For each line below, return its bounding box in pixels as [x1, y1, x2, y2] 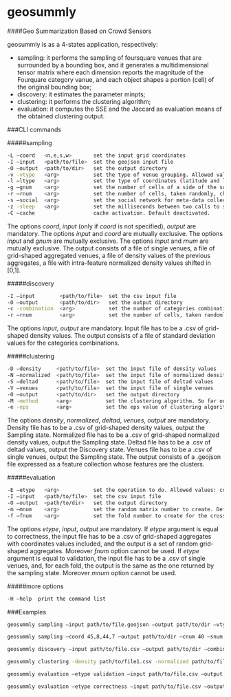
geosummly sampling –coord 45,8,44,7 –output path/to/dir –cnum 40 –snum [7, 634, 223, 641]
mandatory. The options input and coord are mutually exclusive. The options [7, 229, 223, 237]
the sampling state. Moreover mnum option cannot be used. [7, 568, 177, 577]
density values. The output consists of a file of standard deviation [30, 332, 215, 340]
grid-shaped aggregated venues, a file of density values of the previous [7, 251, 211, 259]
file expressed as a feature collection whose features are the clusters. [7, 460, 205, 469]
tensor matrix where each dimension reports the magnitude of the [16, 68, 204, 76]
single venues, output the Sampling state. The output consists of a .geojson [7, 453, 221, 461]
